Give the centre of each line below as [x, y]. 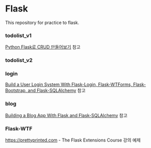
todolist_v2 [19, 60]
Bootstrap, [16, 90]
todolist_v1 [18, 35]
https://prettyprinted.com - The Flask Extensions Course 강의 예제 [73, 140]
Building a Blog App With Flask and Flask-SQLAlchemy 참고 [66, 115]
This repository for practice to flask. [42, 22]
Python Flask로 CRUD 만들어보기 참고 [43, 47]
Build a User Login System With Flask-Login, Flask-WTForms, [68, 84]
